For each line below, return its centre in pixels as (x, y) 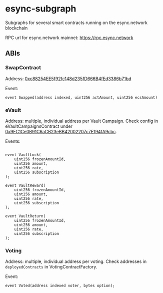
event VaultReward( (25, 185)
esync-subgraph (41, 9)
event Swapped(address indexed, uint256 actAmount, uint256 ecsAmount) (81, 97)
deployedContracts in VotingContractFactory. (51, 267)
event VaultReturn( (25, 216)
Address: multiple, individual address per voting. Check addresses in (76, 261)
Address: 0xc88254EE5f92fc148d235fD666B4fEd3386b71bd (68, 79)
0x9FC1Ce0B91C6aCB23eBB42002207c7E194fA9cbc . (61, 131)
